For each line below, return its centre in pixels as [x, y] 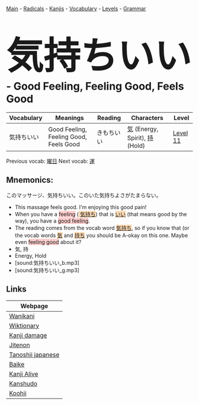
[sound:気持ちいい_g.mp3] [47, 270]
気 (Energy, [143, 129]
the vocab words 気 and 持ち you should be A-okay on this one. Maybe [101, 235]
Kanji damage [28, 335]
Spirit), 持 [140, 138]
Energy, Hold [31, 255]
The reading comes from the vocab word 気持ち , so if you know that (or [102, 227]
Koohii [18, 393]
